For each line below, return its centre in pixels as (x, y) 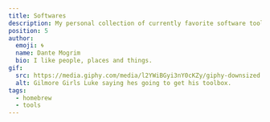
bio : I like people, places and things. (84, 61)
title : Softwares (37, 16)
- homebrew (34, 98)
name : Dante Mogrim (48, 53)
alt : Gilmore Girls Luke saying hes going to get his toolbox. (123, 83)
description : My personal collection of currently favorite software (127, 23)
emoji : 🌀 (30, 46)
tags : (17, 90)
